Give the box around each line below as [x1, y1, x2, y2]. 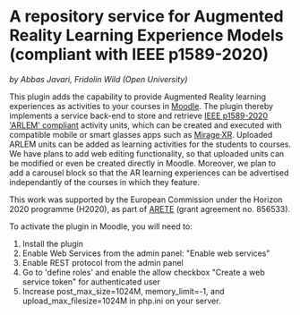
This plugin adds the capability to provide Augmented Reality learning [9, 91, 267, 102]
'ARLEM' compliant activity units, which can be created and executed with [9, 119, 282, 131]
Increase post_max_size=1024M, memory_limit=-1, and [21, 285, 225, 296]
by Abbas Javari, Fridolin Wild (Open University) [9, 73, 188, 84]
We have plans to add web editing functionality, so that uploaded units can [9, 148, 285, 158]
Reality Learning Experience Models [9, 25, 284, 46]
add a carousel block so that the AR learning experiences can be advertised [9, 167, 289, 178]
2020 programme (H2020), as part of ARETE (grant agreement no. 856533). [9, 203, 291, 214]
